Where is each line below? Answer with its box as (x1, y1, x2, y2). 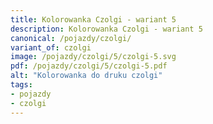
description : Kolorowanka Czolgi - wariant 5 (10, 24, 203, 34)
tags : (10, 80, 33, 90)
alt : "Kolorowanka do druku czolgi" (10, 71, 163, 81)
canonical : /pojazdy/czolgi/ (10, 33, 132, 43)
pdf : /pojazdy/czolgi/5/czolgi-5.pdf (10, 61, 168, 71)
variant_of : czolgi (10, 42, 92, 53)
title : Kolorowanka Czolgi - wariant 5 (10, 14, 177, 25)
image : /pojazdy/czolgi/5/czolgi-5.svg (10, 52, 177, 62)
